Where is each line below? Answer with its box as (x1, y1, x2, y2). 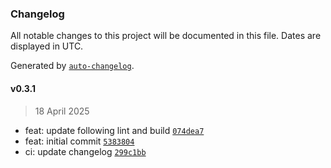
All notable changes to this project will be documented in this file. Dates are (10, 30, 322, 42)
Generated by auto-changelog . (10, 60, 135, 72)
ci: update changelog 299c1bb (24, 145, 147, 157)
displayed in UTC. (10, 40, 84, 52)
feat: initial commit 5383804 (24, 135, 135, 147)
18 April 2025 (34, 105, 90, 117)
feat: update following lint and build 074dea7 (24, 124, 205, 136)
